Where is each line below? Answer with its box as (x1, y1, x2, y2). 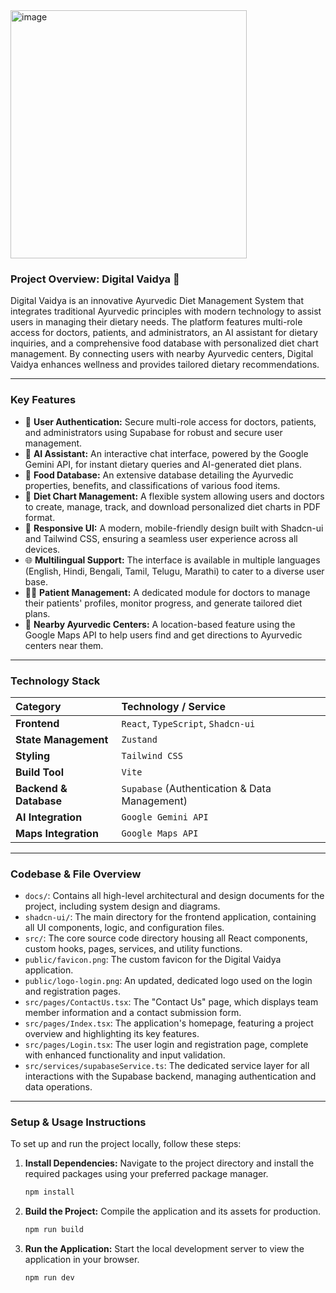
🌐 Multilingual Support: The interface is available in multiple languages (24, 554, 321, 566)
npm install (24, 1187, 75, 1198)
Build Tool (15, 765, 64, 779)
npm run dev (24, 1273, 75, 1283)
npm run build (24, 1225, 84, 1235)
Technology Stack (10, 674, 101, 688)
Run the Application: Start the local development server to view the (24, 1243, 305, 1255)
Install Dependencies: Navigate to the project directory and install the (24, 1157, 315, 1169)
